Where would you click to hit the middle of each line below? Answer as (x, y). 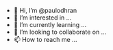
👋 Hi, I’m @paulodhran (45, 10)
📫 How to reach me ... (45, 40)
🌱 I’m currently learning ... (50, 25)
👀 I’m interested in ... (42, 18)
